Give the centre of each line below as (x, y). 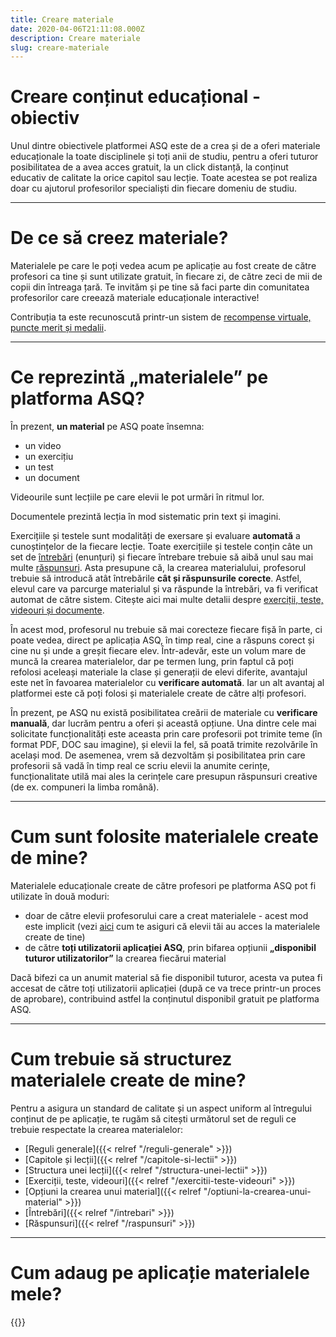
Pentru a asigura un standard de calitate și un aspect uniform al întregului (161, 1108)
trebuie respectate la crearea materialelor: (97, 1129)
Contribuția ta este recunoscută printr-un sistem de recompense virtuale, (161, 317)
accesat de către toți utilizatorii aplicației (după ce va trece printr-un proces (166, 988)
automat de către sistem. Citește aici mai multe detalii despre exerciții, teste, (167, 600)
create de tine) (55, 937)
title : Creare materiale (62, 19)
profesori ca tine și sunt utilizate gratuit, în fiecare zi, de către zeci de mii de (166, 277)
